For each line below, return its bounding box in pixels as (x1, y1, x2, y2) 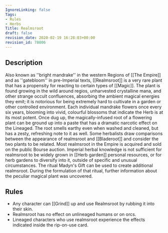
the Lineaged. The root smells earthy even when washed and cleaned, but (5, 125, 158, 131)
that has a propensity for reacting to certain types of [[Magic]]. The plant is (5, 82, 160, 88)
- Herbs (5, 21, 22, 27)
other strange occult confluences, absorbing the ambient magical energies (5, 93, 159, 99)
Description (5, 59, 43, 67)
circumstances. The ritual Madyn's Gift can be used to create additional (5, 162, 153, 168)
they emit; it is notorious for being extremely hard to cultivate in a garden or (5, 98, 161, 104)
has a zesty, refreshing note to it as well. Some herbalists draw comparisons (5, 130, 163, 136)
